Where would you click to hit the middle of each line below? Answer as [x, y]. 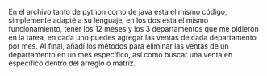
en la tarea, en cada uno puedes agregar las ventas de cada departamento [132, 37]
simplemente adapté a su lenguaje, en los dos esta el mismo [108, 20]
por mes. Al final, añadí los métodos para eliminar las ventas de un [119, 46]
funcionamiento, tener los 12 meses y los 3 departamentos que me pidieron [134, 29]
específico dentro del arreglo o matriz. [72, 63]
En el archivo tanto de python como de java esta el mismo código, [118, 12]
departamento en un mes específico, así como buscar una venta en [121, 55]
